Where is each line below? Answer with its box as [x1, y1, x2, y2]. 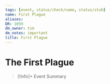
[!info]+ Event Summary [17, 73, 67, 79]
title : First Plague [5, 35, 48, 40]
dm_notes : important [5, 30, 48, 35]
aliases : [5, 16, 23, 21]
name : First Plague [5, 12, 46, 17]
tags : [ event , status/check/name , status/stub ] [5, 7, 106, 12]
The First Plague [5, 57, 75, 68]
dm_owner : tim [5, 26, 35, 31]
